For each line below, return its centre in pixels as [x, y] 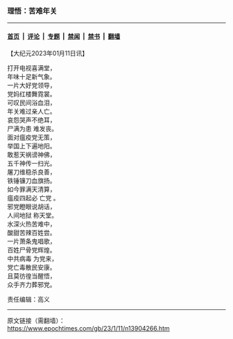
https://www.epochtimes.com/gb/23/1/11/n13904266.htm [88, 328]
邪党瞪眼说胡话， [32, 207]
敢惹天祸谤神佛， [32, 155]
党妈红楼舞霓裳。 [32, 94]
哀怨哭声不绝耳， [32, 120]
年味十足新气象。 [32, 76]
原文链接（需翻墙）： [36, 320]
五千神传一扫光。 [32, 163]
